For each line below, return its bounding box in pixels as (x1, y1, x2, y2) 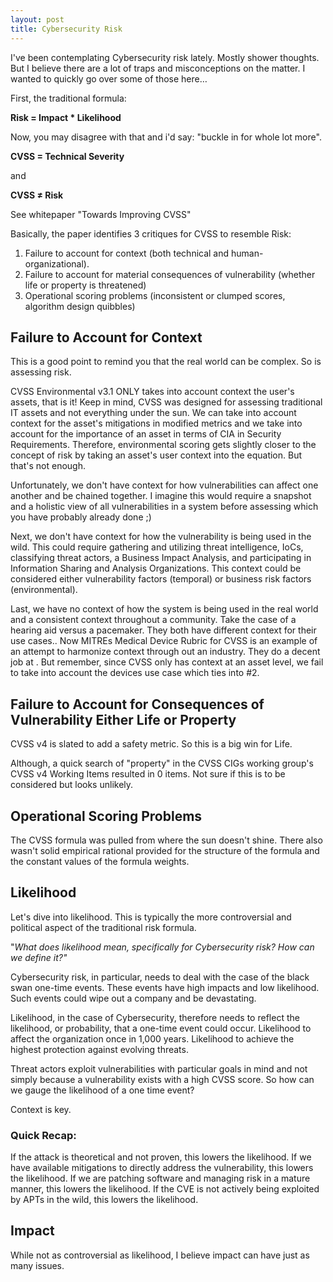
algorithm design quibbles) (24, 300, 136, 312)
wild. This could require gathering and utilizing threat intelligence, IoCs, (10, 541, 304, 553)
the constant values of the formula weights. (10, 855, 190, 867)
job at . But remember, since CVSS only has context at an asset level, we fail (10, 656, 324, 668)
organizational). (24, 257, 90, 270)
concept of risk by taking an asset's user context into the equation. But (10, 449, 303, 461)
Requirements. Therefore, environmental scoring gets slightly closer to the (10, 439, 317, 451)
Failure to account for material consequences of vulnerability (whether (24, 268, 316, 280)
